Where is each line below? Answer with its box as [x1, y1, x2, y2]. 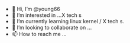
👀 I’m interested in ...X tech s [11, 12, 82, 19]
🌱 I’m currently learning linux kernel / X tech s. [11, 18, 125, 24]
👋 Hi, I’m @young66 [11, 6, 61, 12]
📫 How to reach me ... [11, 31, 67, 37]
